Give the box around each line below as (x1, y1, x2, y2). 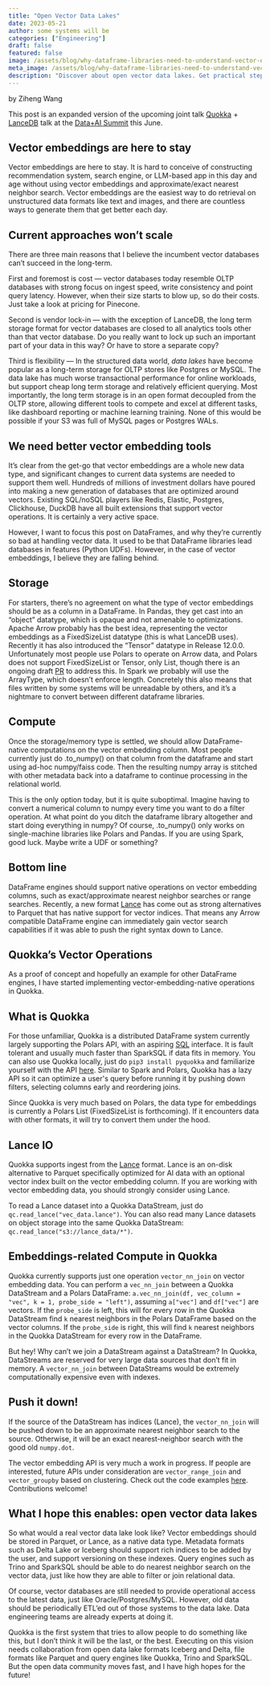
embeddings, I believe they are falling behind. (8, 553, 159, 563)
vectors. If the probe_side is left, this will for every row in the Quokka (8, 1305, 235, 1315)
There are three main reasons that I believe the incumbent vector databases (8, 250, 260, 260)
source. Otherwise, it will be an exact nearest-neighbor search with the (8, 1434, 243, 1443)
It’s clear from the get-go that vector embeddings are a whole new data (8, 461, 245, 470)
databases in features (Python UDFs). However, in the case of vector (8, 544, 236, 555)
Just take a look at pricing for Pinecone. (8, 299, 141, 310)
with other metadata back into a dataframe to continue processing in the (8, 770, 247, 780)
